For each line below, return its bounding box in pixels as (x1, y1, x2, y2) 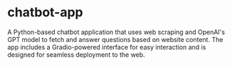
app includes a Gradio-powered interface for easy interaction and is (7, 43, 206, 51)
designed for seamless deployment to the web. (7, 50, 146, 59)
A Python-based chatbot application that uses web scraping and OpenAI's (7, 28, 226, 36)
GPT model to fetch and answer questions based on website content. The (7, 35, 223, 43)
